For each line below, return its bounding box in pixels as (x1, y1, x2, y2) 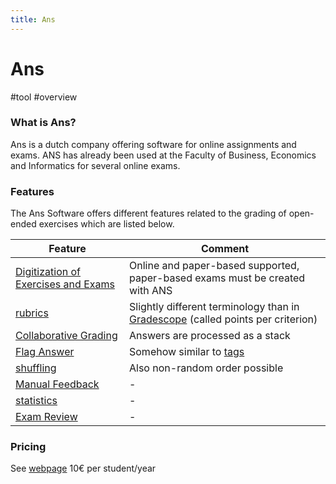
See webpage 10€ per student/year (10, 462, 157, 475)
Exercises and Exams (15, 277, 115, 291)
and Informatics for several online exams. (10, 159, 181, 171)
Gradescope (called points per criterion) (129, 312, 318, 326)
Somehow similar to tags (129, 345, 245, 359)
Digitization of (15, 265, 82, 279)
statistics (15, 394, 58, 408)
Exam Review (15, 410, 78, 424)
